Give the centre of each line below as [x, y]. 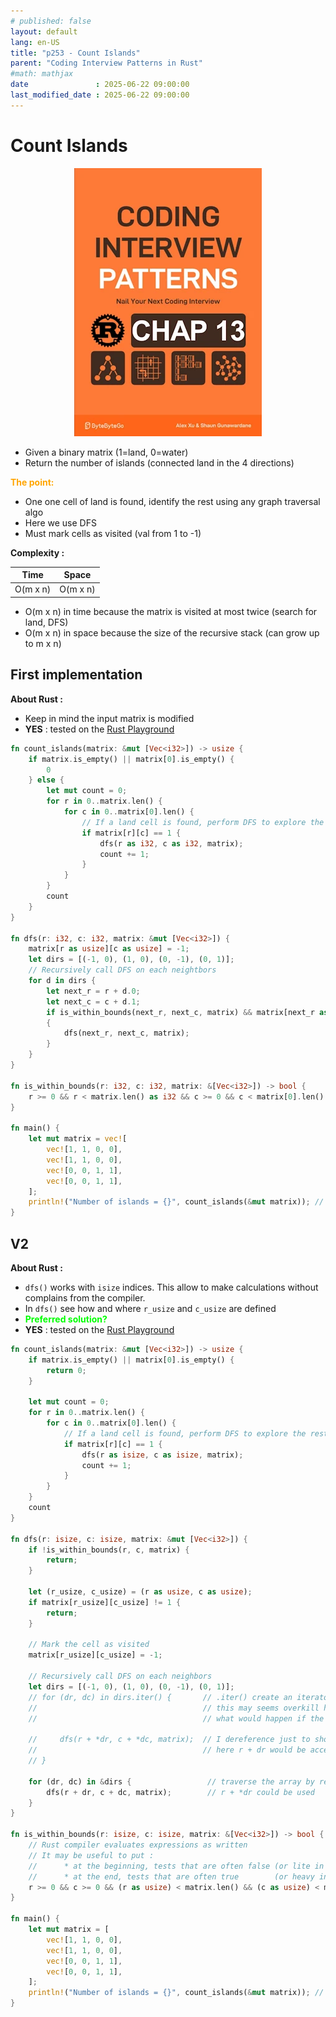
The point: [32, 482]
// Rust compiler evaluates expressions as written [138, 1845]
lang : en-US [35, 42]
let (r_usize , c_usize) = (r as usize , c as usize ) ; [140, 1592]
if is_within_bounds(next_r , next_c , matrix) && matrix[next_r [180, 1012]
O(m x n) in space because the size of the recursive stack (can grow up [172, 632]
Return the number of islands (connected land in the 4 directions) [159, 462]
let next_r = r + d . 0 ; [93, 991]
